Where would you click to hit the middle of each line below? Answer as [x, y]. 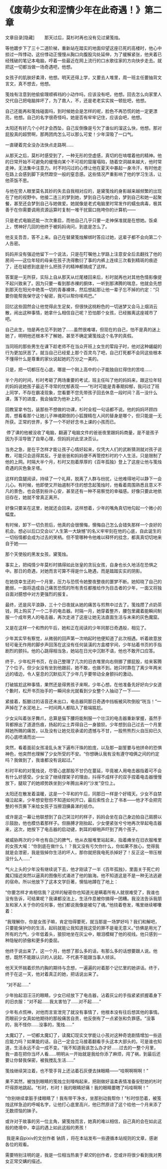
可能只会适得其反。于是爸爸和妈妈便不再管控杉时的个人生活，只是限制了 [88, 455]
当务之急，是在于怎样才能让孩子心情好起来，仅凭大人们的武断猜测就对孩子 [81, 449]
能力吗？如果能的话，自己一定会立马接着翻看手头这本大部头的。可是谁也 [83, 1041]
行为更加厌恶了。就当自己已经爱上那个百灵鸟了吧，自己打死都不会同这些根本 [83, 352]
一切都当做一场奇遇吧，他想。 [44, 67]
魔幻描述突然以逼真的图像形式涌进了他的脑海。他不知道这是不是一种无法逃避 [83, 875]
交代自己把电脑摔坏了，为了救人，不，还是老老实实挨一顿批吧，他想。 [77, 100]
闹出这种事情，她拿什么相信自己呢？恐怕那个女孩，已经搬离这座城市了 [85, 312]
